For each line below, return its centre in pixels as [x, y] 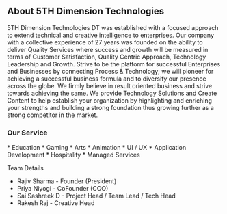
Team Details [26, 168]
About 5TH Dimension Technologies [86, 11]
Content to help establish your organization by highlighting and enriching [110, 100]
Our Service [27, 133]
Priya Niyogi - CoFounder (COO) [63, 189]
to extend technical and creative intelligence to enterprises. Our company [110, 35]
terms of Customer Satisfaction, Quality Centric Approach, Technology [107, 57]
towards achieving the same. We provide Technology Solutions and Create [112, 93]
